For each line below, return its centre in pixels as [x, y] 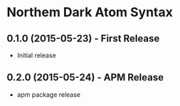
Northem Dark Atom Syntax [90, 12]
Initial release [36, 55]
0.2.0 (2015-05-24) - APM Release [85, 77]
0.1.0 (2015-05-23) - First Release [83, 39]
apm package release [49, 94]
